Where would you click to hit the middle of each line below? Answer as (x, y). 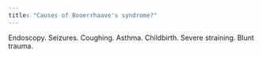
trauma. (21, 46)
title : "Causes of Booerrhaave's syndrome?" (83, 15)
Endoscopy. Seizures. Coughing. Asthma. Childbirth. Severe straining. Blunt (131, 37)
